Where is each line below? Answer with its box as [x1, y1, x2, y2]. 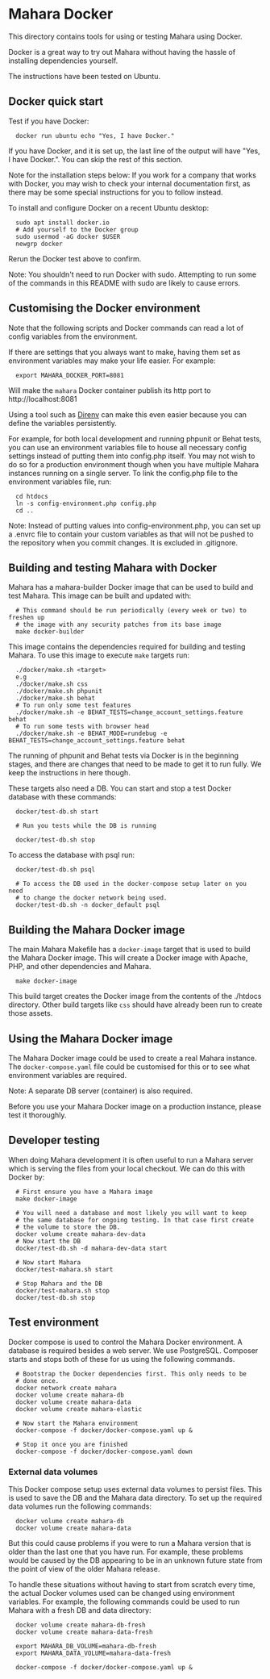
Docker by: [8, 1172, 45, 1182]
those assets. [8, 1009, 53, 1018]
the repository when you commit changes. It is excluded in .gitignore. [8, 537, 239, 547]
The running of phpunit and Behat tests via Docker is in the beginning [8, 751, 239, 761]
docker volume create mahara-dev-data [15, 1230, 147, 1238]
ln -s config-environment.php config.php [15, 499, 157, 507]
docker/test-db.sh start [15, 808, 99, 816]
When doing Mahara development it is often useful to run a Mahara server [8, 1155, 254, 1164]
